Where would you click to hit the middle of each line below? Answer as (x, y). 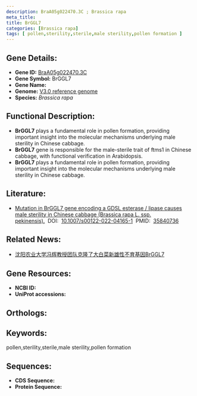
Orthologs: (27, 313)
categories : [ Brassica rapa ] (42, 28)
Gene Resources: (39, 274)
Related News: (34, 239)
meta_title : (21, 17)
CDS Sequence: (35, 381)
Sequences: (29, 366)
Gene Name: (30, 85)
